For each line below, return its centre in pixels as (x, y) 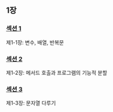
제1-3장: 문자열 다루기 (31, 103)
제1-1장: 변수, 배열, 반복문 (35, 42)
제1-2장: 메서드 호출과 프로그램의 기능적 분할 (56, 72)
